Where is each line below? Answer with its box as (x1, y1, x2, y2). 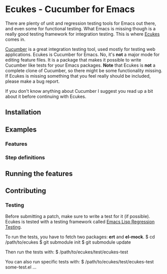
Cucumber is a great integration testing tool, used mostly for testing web (5, 46, 156, 52)
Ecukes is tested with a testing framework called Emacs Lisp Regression (5, 218, 155, 225)
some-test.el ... (5, 264, 37, 270)
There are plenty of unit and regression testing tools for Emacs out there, (5, 20, 156, 26)
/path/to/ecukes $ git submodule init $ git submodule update (5, 239, 131, 245)
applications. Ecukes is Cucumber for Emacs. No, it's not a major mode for (5, 51, 160, 58)
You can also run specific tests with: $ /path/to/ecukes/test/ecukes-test (5, 258, 154, 264)
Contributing (5, 187, 46, 195)
